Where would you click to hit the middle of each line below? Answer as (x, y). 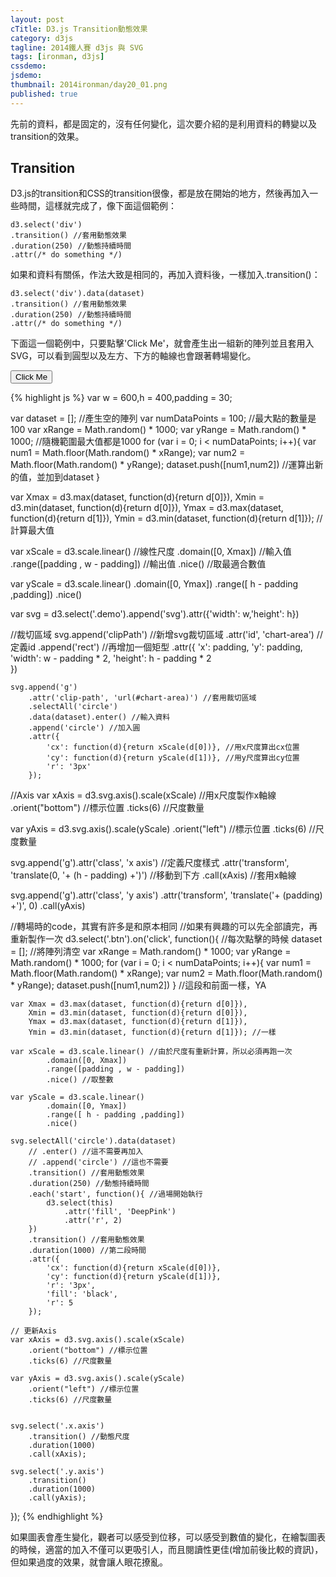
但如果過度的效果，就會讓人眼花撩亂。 (89, 1562)
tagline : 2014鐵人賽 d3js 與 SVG (77, 47)
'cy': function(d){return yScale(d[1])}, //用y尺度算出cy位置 (173, 758)
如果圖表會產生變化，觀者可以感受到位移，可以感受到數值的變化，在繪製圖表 (168, 1537)
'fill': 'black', (82, 1294)
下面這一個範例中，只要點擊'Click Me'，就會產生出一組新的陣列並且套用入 (162, 343)
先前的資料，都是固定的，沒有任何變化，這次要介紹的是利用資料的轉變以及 (163, 123)
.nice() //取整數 (80, 1080)
